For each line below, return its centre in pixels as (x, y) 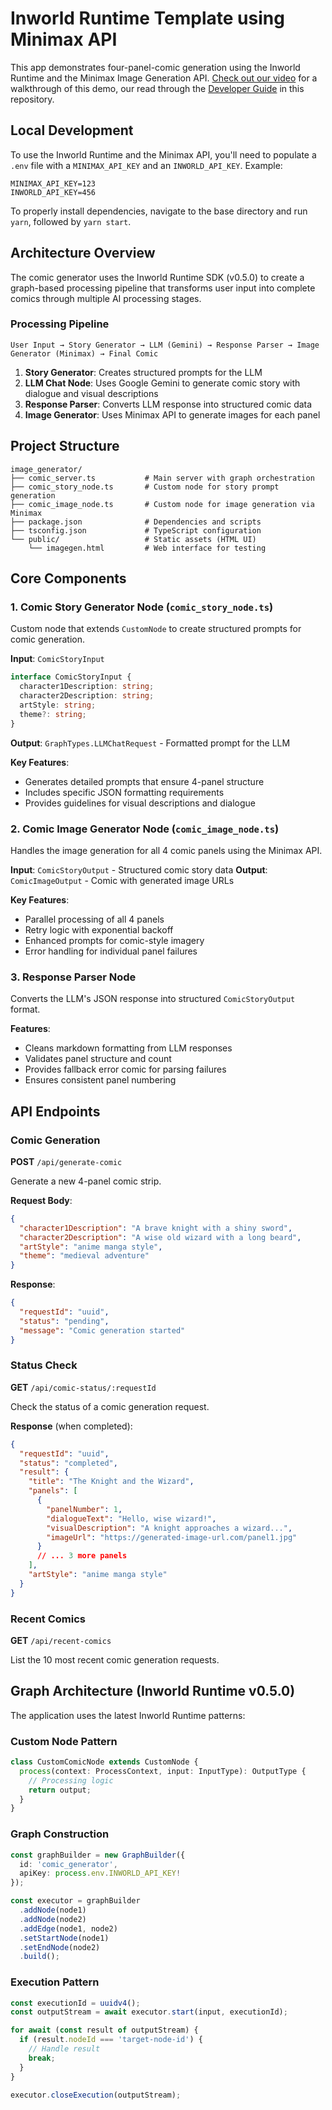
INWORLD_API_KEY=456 (53, 192)
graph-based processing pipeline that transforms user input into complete (163, 288)
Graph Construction (60, 1834)
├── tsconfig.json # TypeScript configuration (136, 530)
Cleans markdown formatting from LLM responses (128, 1048)
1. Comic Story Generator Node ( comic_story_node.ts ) (142, 607)
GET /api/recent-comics (61, 1640)
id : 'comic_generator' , (68, 1864)
